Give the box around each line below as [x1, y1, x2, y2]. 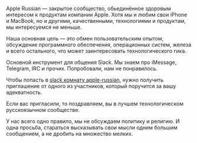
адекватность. [6, 89, 42, 96]
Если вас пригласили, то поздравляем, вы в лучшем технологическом [6, 100, 184, 107]
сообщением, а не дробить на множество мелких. [6, 130, 133, 137]
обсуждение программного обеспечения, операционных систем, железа [6, 41, 192, 48]
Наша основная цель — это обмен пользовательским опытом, [6, 35, 163, 42]
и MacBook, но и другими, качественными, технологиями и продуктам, [6, 18, 186, 24]
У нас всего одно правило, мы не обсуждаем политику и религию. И [6, 118, 180, 125]
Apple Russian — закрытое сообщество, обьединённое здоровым [6, 5, 172, 12]
